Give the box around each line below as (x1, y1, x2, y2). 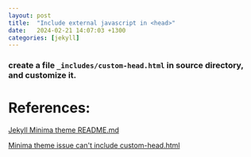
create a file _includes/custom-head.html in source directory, (8, 60, 244, 71)
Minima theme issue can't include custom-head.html (8, 140, 180, 151)
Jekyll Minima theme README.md (8, 125, 119, 135)
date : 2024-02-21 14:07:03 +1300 (8, 26, 126, 34)
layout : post (8, 11, 52, 20)
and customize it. (8, 70, 77, 81)
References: (8, 99, 91, 117)
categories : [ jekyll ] (8, 33, 80, 42)
